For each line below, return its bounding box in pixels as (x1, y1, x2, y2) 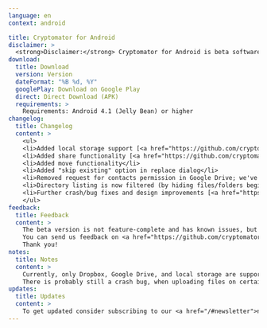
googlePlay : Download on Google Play (15, 85, 141, 93)
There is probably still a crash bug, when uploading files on (22, 278, 237, 286)
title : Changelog (15, 123, 73, 131)
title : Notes (15, 256, 59, 264)
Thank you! (22, 240, 59, 249)
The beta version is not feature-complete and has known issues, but (22, 226, 258, 234)
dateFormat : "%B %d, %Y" (15, 77, 98, 86)
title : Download (15, 63, 69, 72)
